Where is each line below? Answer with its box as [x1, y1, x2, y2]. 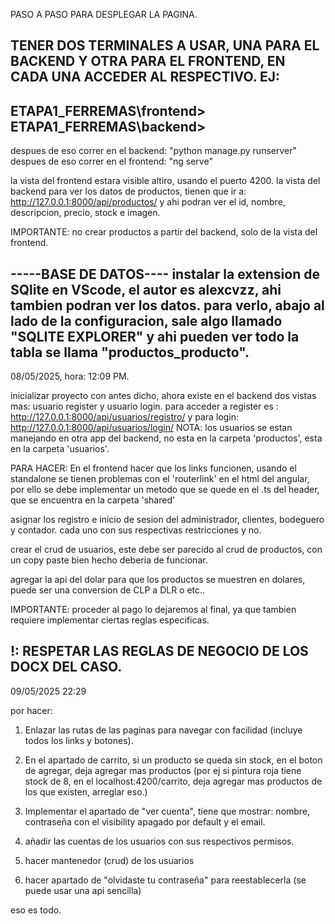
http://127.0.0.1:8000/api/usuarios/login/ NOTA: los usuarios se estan [10, 422, 293, 434]
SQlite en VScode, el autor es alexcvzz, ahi [10, 281, 282, 298]
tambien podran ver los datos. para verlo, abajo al [10, 297, 325, 314]
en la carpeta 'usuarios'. [10, 443, 110, 455]
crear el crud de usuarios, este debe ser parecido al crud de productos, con [10, 544, 323, 556]
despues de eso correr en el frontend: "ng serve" [10, 155, 213, 168]
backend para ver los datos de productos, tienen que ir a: [10, 185, 247, 198]
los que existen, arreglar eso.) [24, 785, 148, 798]
